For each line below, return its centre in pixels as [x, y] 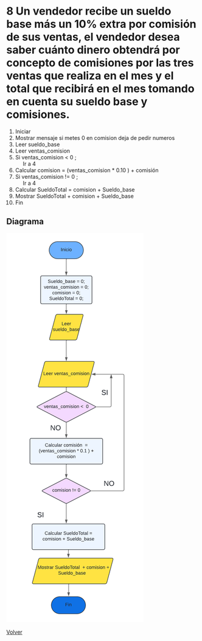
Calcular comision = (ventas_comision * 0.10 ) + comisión [87, 170]
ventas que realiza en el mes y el [90, 76]
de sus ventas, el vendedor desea [93, 37]
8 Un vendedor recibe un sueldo [89, 11]
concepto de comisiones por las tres [100, 63]
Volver [14, 632]
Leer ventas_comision [43, 151]
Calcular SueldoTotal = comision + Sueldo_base [75, 189]
